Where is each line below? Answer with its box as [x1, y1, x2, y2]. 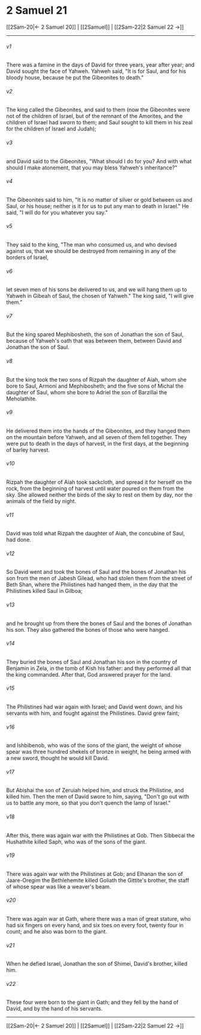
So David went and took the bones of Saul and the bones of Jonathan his [6, 568, 187, 576]
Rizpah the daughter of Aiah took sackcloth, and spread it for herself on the [6, 478, 193, 485]
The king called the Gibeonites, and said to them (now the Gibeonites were [6, 106, 190, 114]
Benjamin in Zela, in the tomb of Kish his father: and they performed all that [6, 665, 191, 672]
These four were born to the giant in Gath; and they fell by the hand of [6, 999, 179, 1006]
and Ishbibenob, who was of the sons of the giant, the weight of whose [6, 742, 181, 749]
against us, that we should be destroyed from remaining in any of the [6, 247, 176, 254]
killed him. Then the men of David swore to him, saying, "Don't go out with [6, 793, 190, 800]
